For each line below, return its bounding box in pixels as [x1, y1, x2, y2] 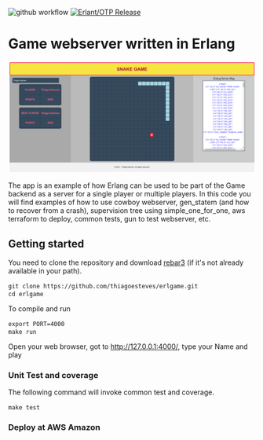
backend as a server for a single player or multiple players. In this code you [8, 189, 251, 199]
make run [8, 328, 37, 336]
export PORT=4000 [8, 321, 65, 328]
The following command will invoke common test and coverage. [8, 387, 214, 397]
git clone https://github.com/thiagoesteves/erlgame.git [8, 283, 199, 291]
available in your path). [8, 266, 82, 276]
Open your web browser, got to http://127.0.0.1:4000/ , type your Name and [8, 342, 249, 351]
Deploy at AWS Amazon [8, 422, 100, 433]
